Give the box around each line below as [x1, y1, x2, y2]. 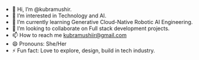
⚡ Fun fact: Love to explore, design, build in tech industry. [11, 47, 156, 54]
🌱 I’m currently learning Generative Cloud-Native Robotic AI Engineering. [11, 19, 193, 25]
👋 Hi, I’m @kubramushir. [11, 6, 72, 13]
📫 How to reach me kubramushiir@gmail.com [11, 32, 127, 38]
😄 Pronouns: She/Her [11, 40, 67, 47]
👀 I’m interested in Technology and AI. [11, 12, 107, 19]
